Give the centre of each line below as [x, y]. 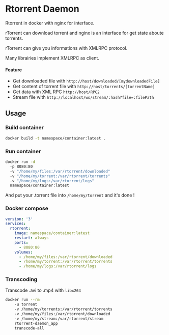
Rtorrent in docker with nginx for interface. [50, 23]
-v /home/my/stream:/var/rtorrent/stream [59, 319]
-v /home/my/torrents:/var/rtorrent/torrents [64, 309]
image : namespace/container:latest [52, 233]
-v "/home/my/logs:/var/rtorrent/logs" [52, 181]
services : [16, 224]
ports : [21, 242]
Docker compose [27, 208]
